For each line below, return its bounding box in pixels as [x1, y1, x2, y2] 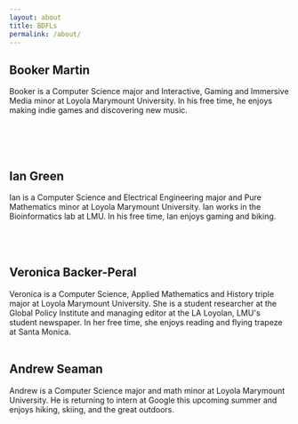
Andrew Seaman [9, 362, 104, 377]
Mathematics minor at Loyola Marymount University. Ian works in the [9, 202, 262, 212]
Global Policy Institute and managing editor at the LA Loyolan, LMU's [9, 308, 261, 318]
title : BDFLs [9, 21, 58, 30]
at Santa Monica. [9, 326, 71, 337]
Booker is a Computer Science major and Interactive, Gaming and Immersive [9, 86, 289, 97]
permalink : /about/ [9, 29, 82, 38]
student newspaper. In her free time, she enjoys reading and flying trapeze [9, 316, 283, 327]
